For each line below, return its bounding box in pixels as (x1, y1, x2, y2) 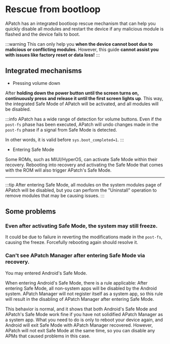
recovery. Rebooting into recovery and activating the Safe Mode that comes (5, 162, 163, 168)
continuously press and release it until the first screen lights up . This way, (5, 95, 163, 101)
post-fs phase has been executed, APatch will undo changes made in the (5, 121, 158, 128)
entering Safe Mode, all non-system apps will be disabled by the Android (5, 285, 157, 291)
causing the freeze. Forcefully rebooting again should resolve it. (5, 239, 138, 245)
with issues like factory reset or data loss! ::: (5, 52, 100, 58)
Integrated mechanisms (5, 67, 82, 75)
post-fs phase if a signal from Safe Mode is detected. (5, 127, 117, 133)
